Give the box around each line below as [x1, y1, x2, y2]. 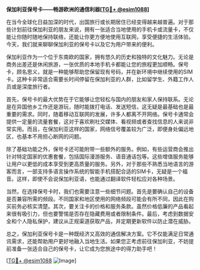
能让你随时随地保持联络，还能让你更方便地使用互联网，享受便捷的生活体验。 [6, 33, 194, 40]
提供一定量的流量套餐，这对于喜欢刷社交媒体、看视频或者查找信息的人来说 [6, 118, 189, 125]
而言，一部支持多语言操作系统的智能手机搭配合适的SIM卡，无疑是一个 [11, 168, 183, 175]
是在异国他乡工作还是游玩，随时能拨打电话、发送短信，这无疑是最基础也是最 [6, 103, 194, 110]
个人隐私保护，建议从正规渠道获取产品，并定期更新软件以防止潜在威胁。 [16, 218, 194, 225]
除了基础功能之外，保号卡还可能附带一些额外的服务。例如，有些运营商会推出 [6, 146, 194, 152]
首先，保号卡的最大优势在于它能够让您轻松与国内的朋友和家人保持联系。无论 [6, 96, 194, 103]
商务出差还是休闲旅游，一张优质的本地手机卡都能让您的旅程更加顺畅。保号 [6, 61, 189, 68]
